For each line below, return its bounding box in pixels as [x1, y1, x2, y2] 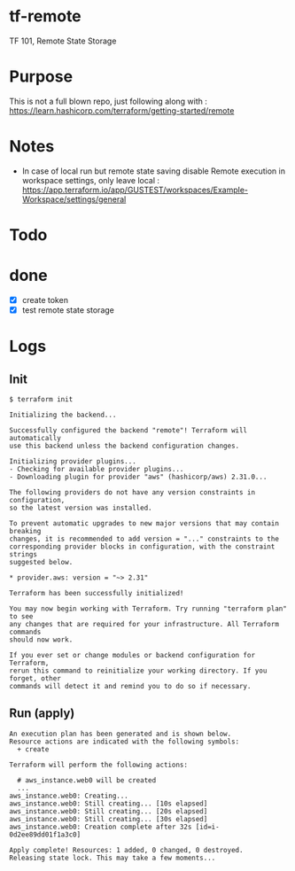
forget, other [9, 674, 62, 683]
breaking [9, 527, 42, 536]
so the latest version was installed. [9, 503, 152, 513]
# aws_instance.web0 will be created [17, 775, 157, 785]
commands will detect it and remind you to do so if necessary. [9, 682, 252, 691]
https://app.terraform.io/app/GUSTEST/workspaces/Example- [21, 184, 249, 195]
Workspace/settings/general [21, 193, 127, 205]
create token [21, 294, 69, 305]
